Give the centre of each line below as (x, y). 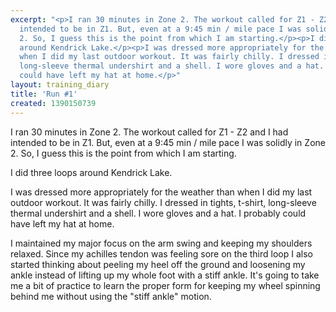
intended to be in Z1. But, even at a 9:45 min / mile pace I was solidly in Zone (168, 142)
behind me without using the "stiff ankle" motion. (111, 296)
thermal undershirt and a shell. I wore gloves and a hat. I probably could (158, 213)
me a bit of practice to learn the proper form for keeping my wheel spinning (165, 285)
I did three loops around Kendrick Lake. (91, 172)
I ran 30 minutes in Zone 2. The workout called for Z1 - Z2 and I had (149, 132)
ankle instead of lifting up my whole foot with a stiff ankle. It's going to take (165, 275)
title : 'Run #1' (44, 94)
